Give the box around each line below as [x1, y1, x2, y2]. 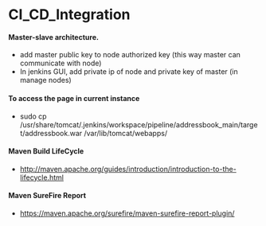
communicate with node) [19, 58, 102, 68]
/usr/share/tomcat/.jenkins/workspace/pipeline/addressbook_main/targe [19, 119, 258, 129]
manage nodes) [19, 76, 72, 85]
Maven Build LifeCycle [8, 146, 84, 156]
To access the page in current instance [8, 93, 140, 103]
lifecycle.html [19, 173, 64, 182]
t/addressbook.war [19, 128, 83, 138]
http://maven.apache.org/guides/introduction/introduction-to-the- [19, 164, 237, 173]
